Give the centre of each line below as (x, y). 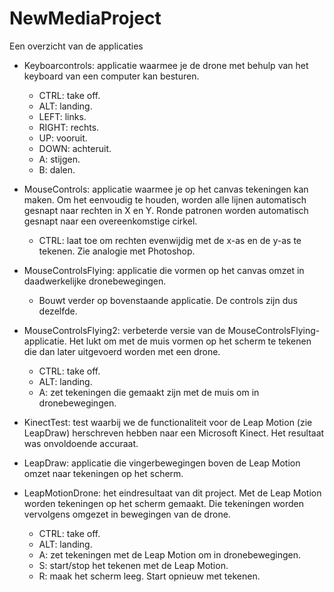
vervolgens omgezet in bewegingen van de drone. (127, 514)
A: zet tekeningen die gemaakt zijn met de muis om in (149, 392)
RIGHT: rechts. (69, 127)
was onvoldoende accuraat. (81, 443)
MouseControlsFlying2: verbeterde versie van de (124, 330)
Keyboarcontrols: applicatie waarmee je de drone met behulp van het (166, 65)
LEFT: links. (62, 116)
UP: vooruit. (63, 138)
